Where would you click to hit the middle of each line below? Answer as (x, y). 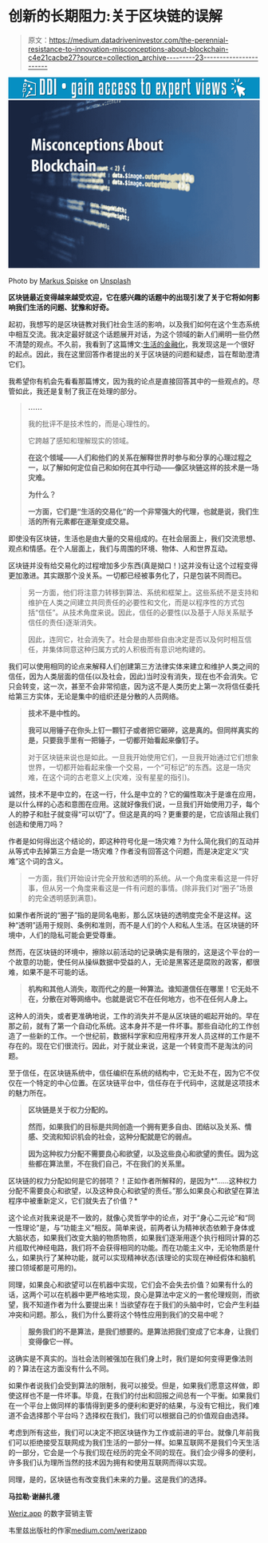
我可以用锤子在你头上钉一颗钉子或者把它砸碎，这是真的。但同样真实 (140, 730)
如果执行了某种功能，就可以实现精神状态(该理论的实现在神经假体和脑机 (139, 1257)
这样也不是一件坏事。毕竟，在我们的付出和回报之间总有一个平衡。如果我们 (137, 1395)
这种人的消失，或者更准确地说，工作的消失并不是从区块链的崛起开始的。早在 (134, 1016)
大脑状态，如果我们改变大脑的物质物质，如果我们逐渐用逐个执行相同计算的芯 (134, 1237)
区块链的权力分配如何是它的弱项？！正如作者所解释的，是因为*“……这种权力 (133, 1180)
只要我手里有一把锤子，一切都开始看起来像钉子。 (122, 740)
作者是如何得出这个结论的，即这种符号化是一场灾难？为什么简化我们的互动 (130, 841)
